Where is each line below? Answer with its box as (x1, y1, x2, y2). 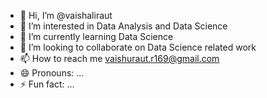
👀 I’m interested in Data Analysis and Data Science (19, 20, 228, 32)
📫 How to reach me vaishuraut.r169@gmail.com (19, 53, 220, 64)
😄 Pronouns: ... (19, 67, 85, 79)
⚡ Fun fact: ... (19, 78, 75, 90)
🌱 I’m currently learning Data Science (19, 31, 174, 42)
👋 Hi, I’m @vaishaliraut (19, 10, 113, 21)
